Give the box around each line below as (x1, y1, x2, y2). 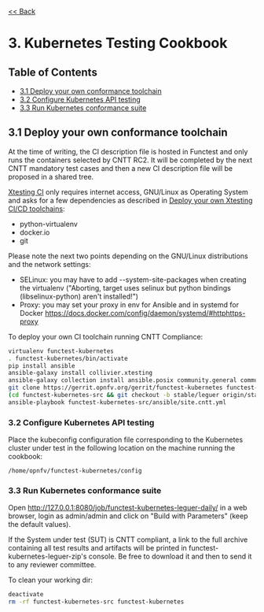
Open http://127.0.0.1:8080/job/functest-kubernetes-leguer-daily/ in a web (8, 503, 247, 513)
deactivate (8, 591, 44, 599)
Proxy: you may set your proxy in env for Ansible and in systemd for (19, 299, 240, 310)
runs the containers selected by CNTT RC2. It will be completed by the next (8, 155, 253, 165)
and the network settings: (8, 259, 91, 269)
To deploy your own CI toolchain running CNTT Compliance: (8, 332, 203, 341)
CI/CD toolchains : (8, 204, 65, 213)
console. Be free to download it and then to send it (88, 551, 252, 562)
